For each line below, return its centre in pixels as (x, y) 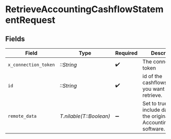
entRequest (30, 20)
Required (126, 53)
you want (153, 89)
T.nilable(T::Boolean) (85, 116)
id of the (152, 76)
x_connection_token (31, 65)
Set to (149, 103)
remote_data (22, 116)
